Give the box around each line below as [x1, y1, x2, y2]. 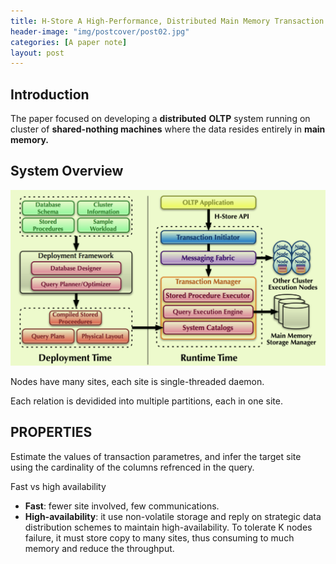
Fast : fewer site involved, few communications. [24, 500, 220, 512]
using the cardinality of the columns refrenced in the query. [10, 461, 255, 473]
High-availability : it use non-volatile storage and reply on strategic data [24, 510, 322, 522]
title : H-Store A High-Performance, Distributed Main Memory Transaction [10, 16, 325, 26]
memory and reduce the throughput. [24, 542, 175, 554]
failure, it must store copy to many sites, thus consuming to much [24, 531, 295, 544]
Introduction [10, 86, 90, 103]
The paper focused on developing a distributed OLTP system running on [10, 113, 311, 125]
